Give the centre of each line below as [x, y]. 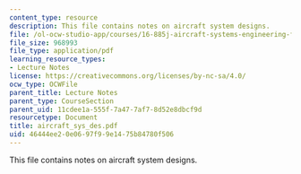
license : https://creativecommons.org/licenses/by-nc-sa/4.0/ [128, 76]
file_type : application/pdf [62, 51]
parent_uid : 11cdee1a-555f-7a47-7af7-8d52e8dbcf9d [106, 109]
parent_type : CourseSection [62, 101]
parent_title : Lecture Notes [64, 92]
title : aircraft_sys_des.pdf [64, 126]
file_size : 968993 [43, 43]
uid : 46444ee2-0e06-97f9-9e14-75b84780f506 [92, 135]
